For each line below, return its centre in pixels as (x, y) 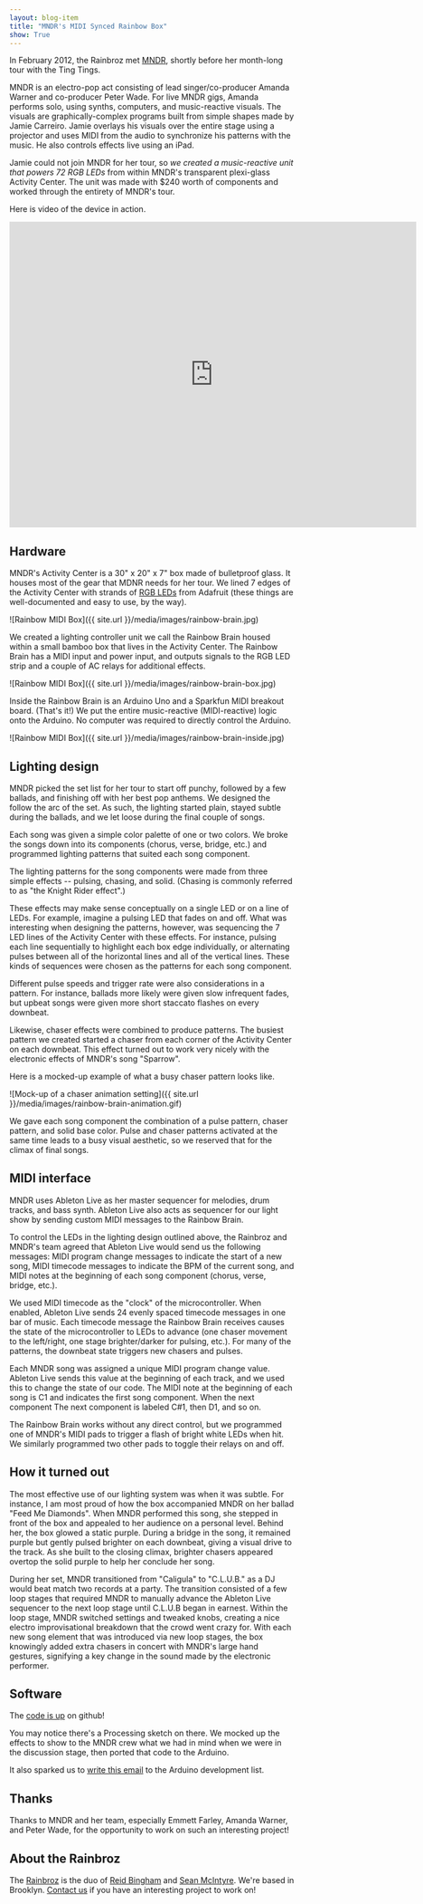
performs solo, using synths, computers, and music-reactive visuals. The (146, 107)
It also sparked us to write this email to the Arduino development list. (137, 1770)
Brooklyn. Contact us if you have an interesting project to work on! (133, 1890)
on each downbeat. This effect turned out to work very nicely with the (139, 1049)
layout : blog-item (44, 18)
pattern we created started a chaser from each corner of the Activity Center (150, 1039)
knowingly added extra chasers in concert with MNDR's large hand (134, 1646)
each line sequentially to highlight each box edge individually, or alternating (150, 947)
